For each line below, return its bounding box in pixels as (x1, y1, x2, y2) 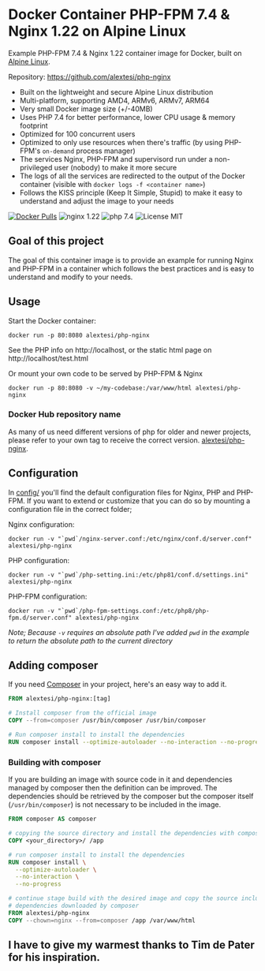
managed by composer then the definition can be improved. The (8, 783, 218, 793)
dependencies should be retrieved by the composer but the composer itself (8, 791, 254, 801)
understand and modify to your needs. (8, 272, 133, 282)
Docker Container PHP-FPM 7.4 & (8, 6, 230, 24)
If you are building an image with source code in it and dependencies (8, 775, 233, 784)
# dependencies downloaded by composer (8, 902, 140, 910)
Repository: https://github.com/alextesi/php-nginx (8, 72, 171, 81)
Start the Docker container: (8, 316, 96, 325)
